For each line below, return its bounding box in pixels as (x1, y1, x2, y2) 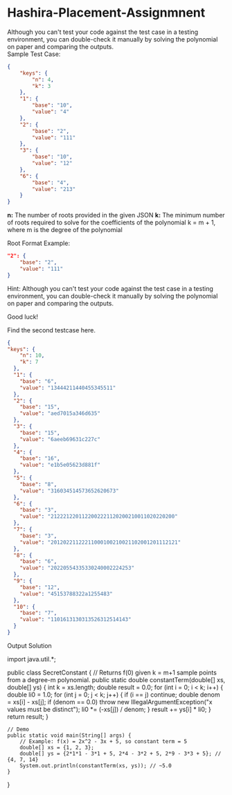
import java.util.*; (7, 654, 57, 663)
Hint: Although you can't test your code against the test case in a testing (7, 284, 213, 292)
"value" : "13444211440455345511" (19, 384, 116, 391)
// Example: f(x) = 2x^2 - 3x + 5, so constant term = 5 (19, 738, 188, 745)
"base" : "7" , (19, 609, 57, 617)
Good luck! (7, 312, 39, 321)
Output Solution (7, 641, 52, 650)
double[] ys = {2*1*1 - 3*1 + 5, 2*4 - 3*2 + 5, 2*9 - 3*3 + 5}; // (19, 750, 222, 757)
